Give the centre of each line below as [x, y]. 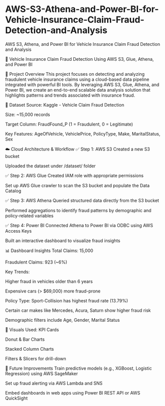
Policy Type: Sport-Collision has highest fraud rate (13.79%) [67, 300]
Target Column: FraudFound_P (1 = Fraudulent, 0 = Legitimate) [69, 124]
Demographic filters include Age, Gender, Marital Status [63, 320]
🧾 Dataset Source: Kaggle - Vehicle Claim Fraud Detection [65, 105]
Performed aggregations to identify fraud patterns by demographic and [78, 210]
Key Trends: [17, 271]
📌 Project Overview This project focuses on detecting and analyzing [75, 74]
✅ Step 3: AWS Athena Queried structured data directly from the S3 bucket [82, 200]
